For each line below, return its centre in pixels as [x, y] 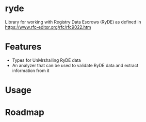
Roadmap [25, 113]
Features [23, 47]
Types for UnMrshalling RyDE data [46, 60]
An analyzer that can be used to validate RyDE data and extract [75, 65]
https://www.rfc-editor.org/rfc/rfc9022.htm [48, 27]
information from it [31, 70]
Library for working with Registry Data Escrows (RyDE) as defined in [73, 22]
